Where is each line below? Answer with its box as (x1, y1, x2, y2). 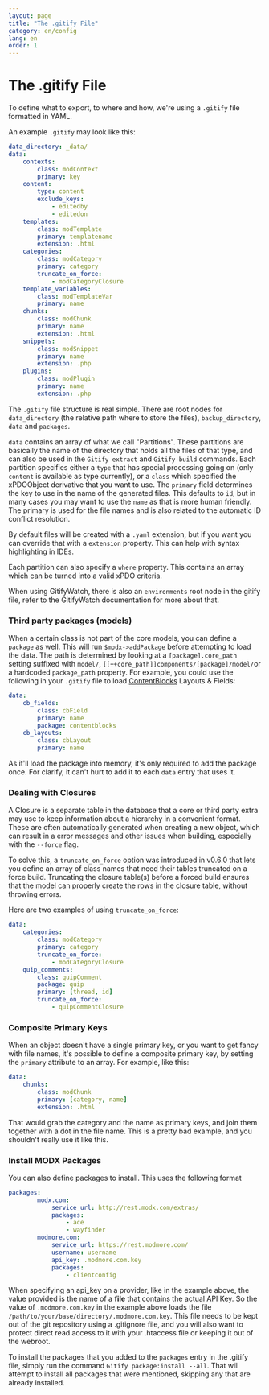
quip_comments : (22, 965, 74, 974)
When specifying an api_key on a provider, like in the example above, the (8, 1286, 250, 1295)
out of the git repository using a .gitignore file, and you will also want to (8, 1319, 243, 1329)
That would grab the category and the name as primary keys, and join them (8, 1117, 258, 1127)
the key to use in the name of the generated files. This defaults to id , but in (8, 488, 256, 497)
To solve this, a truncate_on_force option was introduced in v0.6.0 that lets (8, 855, 256, 865)
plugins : (22, 367, 52, 375)
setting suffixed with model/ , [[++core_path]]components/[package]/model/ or (8, 659, 261, 669)
